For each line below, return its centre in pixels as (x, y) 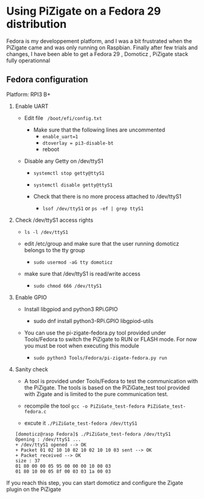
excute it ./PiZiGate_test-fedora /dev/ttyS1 (81, 423)
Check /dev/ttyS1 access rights (54, 220)
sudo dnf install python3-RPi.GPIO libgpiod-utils (93, 320)
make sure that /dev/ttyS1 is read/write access (82, 274)
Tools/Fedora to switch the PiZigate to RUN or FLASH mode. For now (111, 339)
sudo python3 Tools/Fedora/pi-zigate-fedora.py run (100, 358)
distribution (37, 24)
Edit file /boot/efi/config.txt (63, 118)
